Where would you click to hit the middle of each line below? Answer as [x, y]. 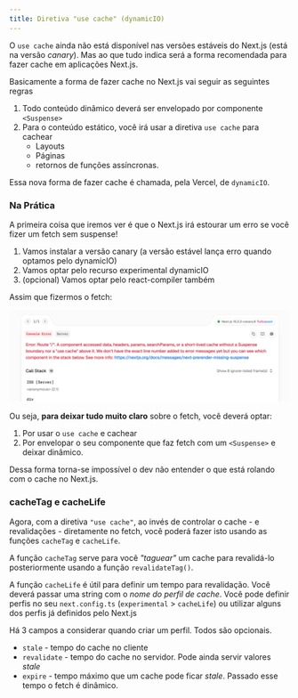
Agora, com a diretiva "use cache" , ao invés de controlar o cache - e [134, 522]
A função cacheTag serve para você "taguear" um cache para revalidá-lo [142, 557]
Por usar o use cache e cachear [80, 434]
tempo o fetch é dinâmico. [70, 685]
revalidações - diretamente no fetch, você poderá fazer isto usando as [138, 531]
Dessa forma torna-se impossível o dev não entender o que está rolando [142, 470]
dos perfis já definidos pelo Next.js [73, 613]
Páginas [50, 155]
